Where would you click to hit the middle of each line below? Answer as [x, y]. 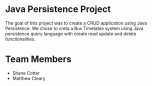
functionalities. [20, 39]
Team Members [38, 59]
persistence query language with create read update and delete [71, 33]
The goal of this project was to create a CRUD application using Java [76, 23]
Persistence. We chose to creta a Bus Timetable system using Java [74, 28]
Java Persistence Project [58, 9]
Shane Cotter [26, 73]
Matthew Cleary [29, 78]
